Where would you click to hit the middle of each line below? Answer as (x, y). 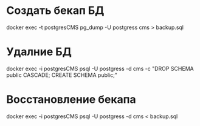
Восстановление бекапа (71, 100)
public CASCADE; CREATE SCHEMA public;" (62, 75)
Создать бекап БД (55, 11)
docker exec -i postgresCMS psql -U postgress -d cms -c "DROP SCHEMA (100, 68)
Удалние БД (39, 52)
